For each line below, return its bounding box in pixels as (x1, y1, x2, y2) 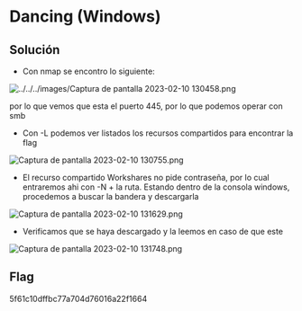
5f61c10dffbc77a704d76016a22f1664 (9, 293, 148, 304)
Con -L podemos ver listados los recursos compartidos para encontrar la (22, 128, 294, 138)
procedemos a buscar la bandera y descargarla (22, 191, 199, 201)
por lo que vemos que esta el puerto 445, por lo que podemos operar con (9, 101, 283, 111)
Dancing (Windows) (9, 6, 161, 27)
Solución (9, 42, 60, 58)
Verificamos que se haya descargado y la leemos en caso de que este (22, 227, 284, 236)
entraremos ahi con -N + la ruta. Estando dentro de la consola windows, (22, 182, 290, 192)
